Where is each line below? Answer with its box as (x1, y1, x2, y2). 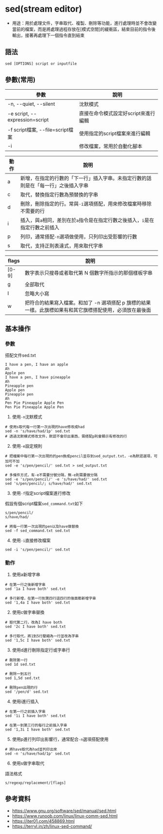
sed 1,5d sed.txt (5, 676, 40, 681)
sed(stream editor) (5, 3, 82, 15)
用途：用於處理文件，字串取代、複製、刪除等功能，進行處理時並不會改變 (12, 20, 157, 26)
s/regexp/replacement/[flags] (5, 780, 66, 785)
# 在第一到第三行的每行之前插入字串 (5, 722, 67, 728)
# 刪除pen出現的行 (5, 685, 38, 690)
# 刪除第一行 (5, 658, 28, 663)
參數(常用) (5, 76, 35, 84)
